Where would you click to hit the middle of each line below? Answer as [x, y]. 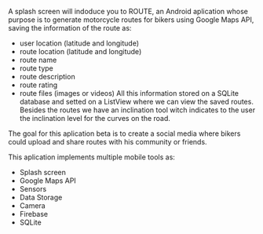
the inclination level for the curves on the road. [95, 118]
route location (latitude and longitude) [80, 51]
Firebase [34, 214]
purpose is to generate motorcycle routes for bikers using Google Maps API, [131, 20]
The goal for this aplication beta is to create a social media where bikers [124, 133]
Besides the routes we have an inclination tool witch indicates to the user [137, 110]
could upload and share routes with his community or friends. [108, 142]
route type [36, 68]
